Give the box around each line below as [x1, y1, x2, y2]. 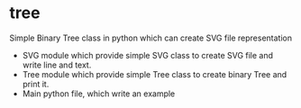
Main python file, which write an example [22, 88, 176, 99]
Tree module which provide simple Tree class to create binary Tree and [22, 68, 287, 79]
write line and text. [22, 59, 92, 70]
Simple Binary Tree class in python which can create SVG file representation [9, 32, 293, 43]
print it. [22, 78, 50, 89]
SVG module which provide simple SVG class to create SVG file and [22, 49, 273, 60]
